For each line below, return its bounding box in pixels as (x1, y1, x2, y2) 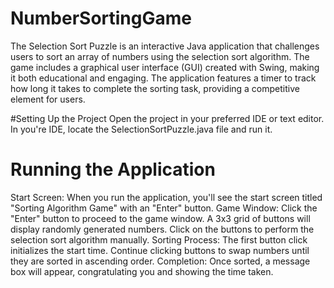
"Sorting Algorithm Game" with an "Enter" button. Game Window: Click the (10, 202, 318, 214)
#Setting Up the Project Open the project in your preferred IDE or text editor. (10, 112, 325, 124)
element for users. (10, 93, 86, 105)
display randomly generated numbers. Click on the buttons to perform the (10, 223, 315, 235)
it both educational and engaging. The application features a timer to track (10, 72, 317, 84)
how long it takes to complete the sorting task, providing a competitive (10, 82, 300, 94)
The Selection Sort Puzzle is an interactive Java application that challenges (10, 40, 320, 52)
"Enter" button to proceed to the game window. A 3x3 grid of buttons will (10, 212, 311, 224)
